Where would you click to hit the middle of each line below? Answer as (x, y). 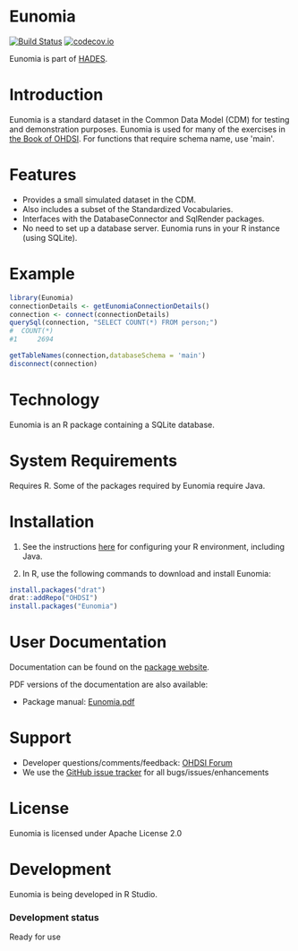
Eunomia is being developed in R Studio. (84, 894)
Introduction (56, 95)
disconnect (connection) (54, 364)
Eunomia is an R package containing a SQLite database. (112, 424)
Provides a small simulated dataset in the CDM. (109, 200)
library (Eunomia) (42, 297)
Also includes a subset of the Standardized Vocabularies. (128, 209)
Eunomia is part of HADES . (59, 58)
